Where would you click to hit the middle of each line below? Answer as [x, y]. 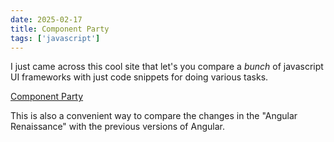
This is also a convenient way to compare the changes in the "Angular [154, 116]
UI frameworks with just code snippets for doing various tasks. [139, 77]
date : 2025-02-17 [46, 19]
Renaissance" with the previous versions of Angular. [117, 127]
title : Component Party [60, 29]
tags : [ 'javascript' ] [55, 38]
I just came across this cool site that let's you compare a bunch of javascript [167, 67]
